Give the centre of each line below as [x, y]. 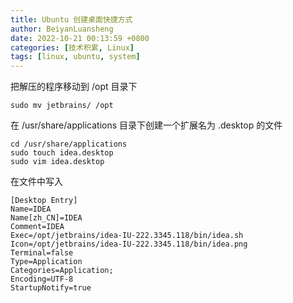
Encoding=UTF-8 [42, 279]
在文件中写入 [36, 182]
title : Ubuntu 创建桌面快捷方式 [71, 19]
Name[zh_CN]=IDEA [46, 218]
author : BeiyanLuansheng [62, 29]
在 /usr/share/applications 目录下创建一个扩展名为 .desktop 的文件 [146, 125]
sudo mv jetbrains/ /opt [62, 106]
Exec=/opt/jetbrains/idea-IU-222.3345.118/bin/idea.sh [127, 236]
